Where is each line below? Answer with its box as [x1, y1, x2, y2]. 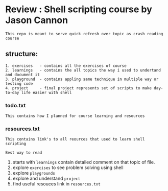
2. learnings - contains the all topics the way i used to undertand [5, 67, 161, 73]
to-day [5, 90, 19, 95]
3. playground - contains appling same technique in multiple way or [5, 77, 159, 82]
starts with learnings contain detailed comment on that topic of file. [12, 159, 155, 165]
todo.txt [5, 102, 26, 109]
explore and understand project [12, 175, 81, 182]
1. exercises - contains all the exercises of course [5, 63, 127, 68]
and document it [5, 72, 40, 77]
